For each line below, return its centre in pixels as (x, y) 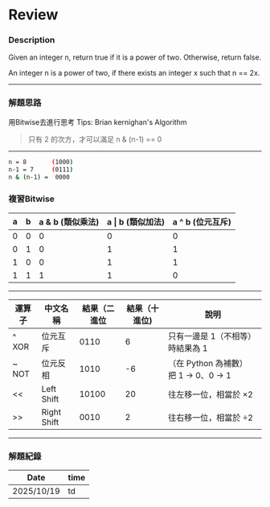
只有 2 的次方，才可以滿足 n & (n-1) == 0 (95, 139)
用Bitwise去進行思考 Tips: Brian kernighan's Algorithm (98, 122)
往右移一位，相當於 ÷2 (210, 418)
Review (33, 15)
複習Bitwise (31, 199)
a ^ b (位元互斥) (202, 221)
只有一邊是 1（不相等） (212, 336)
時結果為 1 (188, 348)
